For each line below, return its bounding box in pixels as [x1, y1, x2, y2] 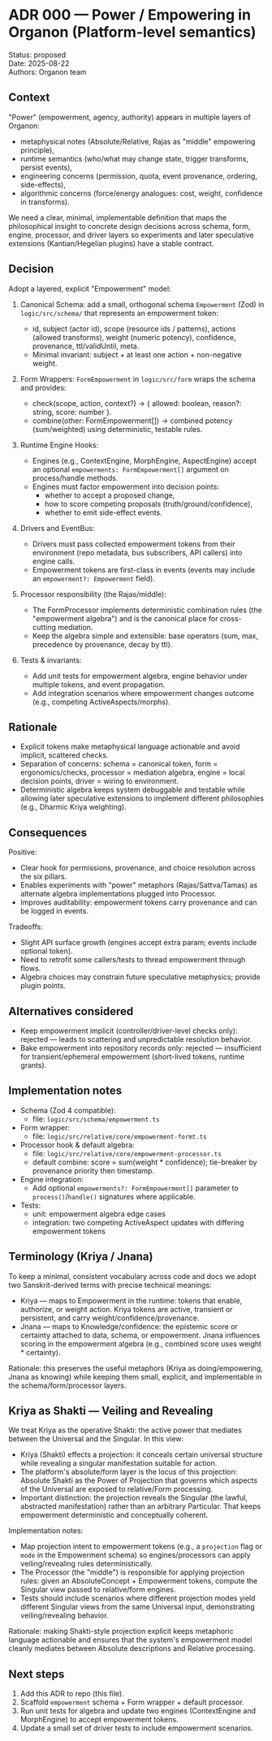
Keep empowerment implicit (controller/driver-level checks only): [19, 1026, 238, 1035]
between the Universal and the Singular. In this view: [8, 1434, 184, 1444]
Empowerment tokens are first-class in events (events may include [32, 564, 256, 574]
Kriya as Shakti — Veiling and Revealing [8, 1404, 214, 1418]
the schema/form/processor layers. [8, 1380, 127, 1390]
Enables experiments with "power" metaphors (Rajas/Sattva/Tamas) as [19, 880, 258, 890]
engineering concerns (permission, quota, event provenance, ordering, [19, 171, 258, 180]
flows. [19, 964, 41, 974]
